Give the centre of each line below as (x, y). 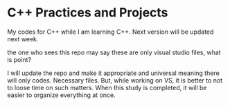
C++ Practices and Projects (88, 13)
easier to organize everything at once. (61, 95)
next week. (23, 39)
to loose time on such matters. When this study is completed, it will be (107, 87)
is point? (19, 59)
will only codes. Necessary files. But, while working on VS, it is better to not (115, 80)
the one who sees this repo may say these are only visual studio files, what (114, 52)
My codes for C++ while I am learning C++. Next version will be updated (110, 32)
